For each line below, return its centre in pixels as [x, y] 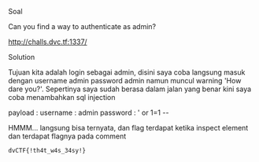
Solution [22, 57]
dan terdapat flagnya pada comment [67, 136]
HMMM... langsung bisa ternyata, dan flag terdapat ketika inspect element [128, 128]
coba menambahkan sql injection [62, 97]
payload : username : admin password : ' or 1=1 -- [89, 112]
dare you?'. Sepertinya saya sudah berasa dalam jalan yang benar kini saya [130, 89]
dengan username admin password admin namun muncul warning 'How [125, 81]
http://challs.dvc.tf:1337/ [48, 42]
